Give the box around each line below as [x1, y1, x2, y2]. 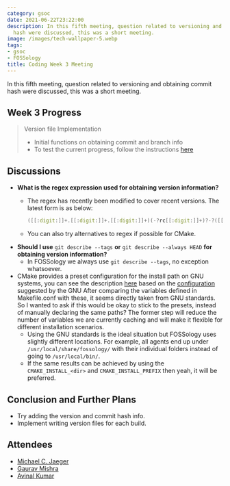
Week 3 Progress [7, 107, 82, 118]
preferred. [27, 374, 56, 382]
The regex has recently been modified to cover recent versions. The [27, 196, 220, 205]
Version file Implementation [23, 125, 101, 133]
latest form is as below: [27, 204, 93, 212]
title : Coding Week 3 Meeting [7, 61, 94, 68]
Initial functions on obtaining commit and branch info [34, 138, 183, 146]
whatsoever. [27, 265, 62, 273]
